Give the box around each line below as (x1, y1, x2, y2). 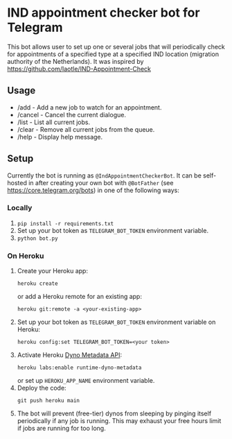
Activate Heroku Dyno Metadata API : (17, 351, 123, 359)
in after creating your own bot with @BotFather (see (28, 178, 174, 187)
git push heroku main (17, 397, 80, 404)
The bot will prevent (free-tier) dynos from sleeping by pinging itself (17, 409, 212, 418)
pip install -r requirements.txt (17, 220, 114, 227)
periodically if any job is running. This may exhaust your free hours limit (17, 417, 222, 425)
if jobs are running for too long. (17, 424, 106, 433)
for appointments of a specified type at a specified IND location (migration (7, 50, 220, 58)
